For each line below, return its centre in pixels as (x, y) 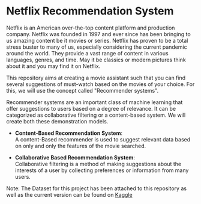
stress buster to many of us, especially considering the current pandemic (97, 47)
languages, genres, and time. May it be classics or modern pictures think (96, 60)
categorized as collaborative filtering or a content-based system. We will (96, 115)
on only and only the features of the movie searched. (80, 146)
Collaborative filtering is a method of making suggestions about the (98, 164)
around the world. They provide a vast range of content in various (88, 53)
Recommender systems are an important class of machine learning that (94, 102)
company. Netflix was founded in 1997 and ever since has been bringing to (98, 34)
